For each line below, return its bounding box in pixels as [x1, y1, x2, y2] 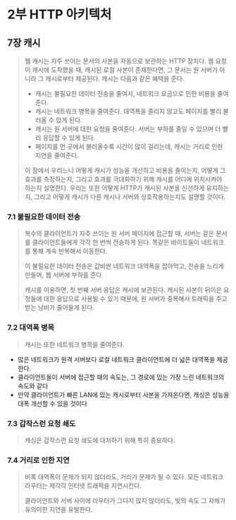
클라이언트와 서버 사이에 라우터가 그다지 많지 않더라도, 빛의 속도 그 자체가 [24, 497, 226, 505]
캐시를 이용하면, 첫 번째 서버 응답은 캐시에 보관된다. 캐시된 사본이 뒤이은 [24, 286, 222, 294]
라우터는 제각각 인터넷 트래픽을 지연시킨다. [24, 481, 142, 490]
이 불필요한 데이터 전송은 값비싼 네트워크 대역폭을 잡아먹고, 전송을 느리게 [24, 262, 224, 270]
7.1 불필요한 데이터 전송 [7, 212, 81, 222]
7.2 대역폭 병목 [7, 322, 55, 332]
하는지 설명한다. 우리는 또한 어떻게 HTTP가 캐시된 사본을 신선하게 [24, 184, 205, 192]
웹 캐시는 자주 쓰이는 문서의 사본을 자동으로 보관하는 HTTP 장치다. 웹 [24, 57, 214, 65]
